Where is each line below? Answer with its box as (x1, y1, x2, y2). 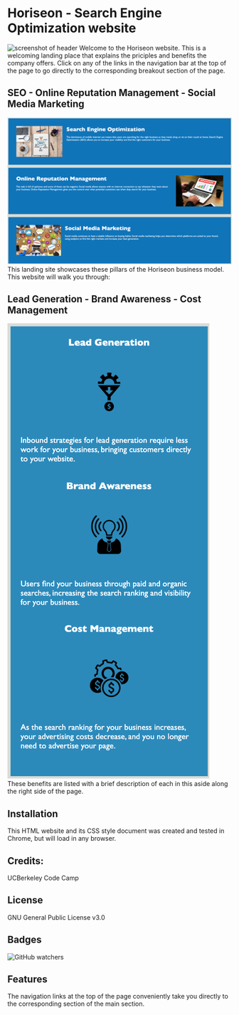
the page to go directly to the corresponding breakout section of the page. (7, 66, 225, 75)
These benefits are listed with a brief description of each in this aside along (7, 780, 228, 788)
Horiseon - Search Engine (7, 5, 162, 21)
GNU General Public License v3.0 (7, 913, 105, 922)
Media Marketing (7, 98, 85, 110)
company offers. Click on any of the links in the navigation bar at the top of (7, 58, 226, 67)
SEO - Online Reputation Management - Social (7, 87, 216, 99)
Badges (7, 934, 42, 946)
